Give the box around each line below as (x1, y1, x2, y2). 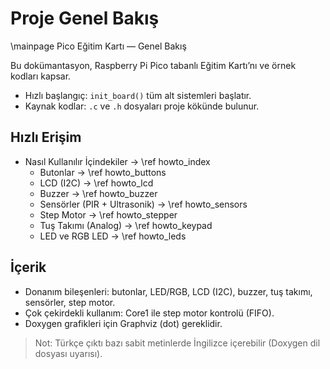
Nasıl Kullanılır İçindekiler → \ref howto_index (24, 155, 211, 167)
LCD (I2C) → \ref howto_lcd (39, 177, 154, 189)
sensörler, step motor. (24, 296, 116, 308)
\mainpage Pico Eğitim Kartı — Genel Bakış (10, 40, 187, 52)
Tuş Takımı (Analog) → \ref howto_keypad (39, 219, 213, 231)
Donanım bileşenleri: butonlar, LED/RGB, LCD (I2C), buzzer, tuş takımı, (24, 285, 313, 297)
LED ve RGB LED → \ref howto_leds (39, 230, 187, 242)
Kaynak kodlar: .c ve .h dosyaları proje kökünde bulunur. (24, 100, 260, 112)
